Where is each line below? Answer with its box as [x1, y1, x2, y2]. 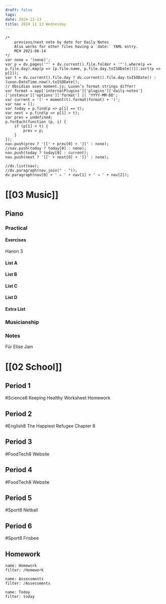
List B [5, 271, 18, 277]
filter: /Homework [5, 568, 44, 573]
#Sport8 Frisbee [5, 535, 39, 541]
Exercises [5, 237, 27, 243]
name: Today [5, 590, 30, 595]
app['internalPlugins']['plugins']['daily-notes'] [34, 88, 143, 94]
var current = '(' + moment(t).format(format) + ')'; [5, 97, 121, 103]
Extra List [5, 306, 26, 312]
